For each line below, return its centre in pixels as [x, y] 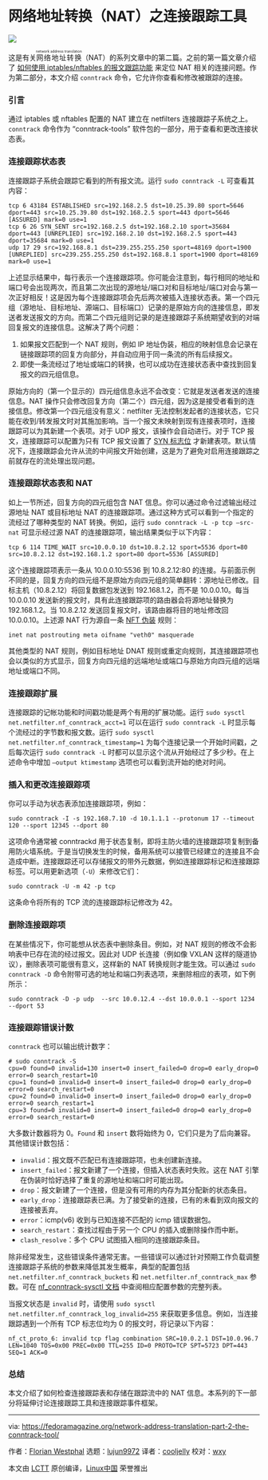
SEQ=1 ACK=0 [28, 1353]
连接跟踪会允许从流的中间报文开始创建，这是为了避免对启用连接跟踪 [141, 451]
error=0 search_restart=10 [53, 1075]
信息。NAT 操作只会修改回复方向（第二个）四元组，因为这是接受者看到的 [128, 401]
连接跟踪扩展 [33, 693]
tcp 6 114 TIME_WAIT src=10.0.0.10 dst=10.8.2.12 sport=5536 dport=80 [128, 547]
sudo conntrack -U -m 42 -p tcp [62, 886]
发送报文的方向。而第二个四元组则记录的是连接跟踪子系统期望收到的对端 [141, 317]
